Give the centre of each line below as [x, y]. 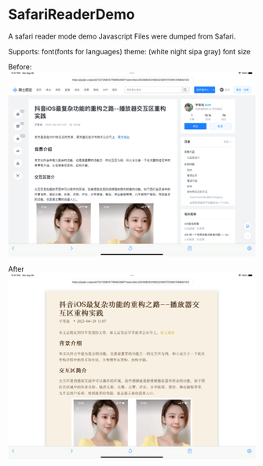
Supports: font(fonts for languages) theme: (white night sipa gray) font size [130, 51]
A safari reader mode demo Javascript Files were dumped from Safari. [122, 36]
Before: [20, 67]
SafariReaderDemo [71, 15]
